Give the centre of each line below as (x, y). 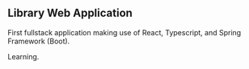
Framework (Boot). (39, 41)
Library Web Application (70, 13)
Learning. (23, 56)
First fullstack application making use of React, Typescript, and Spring (124, 32)
